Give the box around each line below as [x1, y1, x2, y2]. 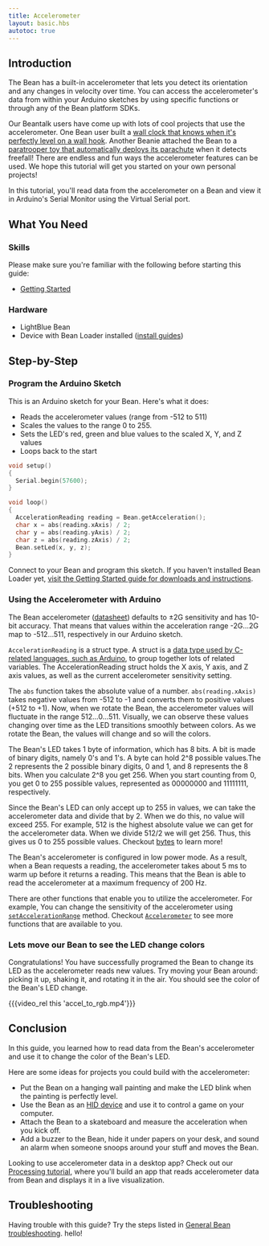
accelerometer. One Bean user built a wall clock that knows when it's [8, 128, 237, 137]
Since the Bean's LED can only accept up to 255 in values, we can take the [8, 803, 256, 812]
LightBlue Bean [19, 322, 71, 332]
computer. [19, 1108, 55, 1117]
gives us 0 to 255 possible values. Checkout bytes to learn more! [8, 836, 223, 846]
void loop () [8, 499, 48, 507]
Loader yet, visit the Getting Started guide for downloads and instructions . [8, 574, 254, 583]
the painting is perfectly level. [19, 1091, 118, 1101]
